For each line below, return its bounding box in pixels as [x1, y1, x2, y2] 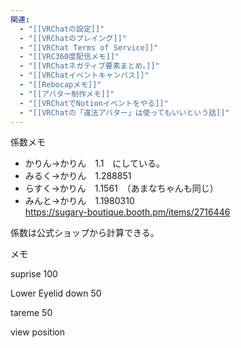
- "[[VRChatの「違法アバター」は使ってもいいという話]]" [19, 107, 230, 118]
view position [10, 326, 65, 338]
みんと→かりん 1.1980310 [24, 195, 135, 207]
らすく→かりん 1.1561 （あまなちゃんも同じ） [24, 182, 219, 195]
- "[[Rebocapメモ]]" [19, 80, 102, 90]
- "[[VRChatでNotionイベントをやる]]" [19, 98, 169, 108]
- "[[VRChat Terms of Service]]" [19, 42, 159, 53]
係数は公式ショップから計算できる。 [10, 227, 160, 239]
